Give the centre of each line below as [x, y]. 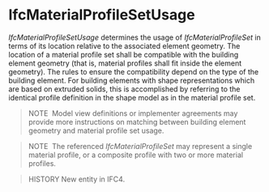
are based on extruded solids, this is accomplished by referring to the [124, 89]
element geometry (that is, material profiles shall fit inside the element [125, 63]
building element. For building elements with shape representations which [132, 80]
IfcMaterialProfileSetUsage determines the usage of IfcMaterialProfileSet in [134, 37]
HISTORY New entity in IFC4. [77, 179]
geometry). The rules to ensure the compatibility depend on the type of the [134, 71]
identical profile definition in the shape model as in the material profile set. [132, 97]
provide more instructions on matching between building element [137, 122]
